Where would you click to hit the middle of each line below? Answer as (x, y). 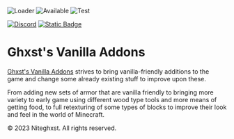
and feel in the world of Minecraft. (56, 114)
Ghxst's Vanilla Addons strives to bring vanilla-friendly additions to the (108, 71)
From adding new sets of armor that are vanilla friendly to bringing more (110, 92)
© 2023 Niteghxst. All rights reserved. (62, 128)
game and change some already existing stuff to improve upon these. (107, 79)
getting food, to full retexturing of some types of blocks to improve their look (117, 107)
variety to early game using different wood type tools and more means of (112, 99)
